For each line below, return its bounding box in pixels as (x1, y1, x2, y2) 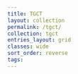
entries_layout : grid (7, 37, 72, 44)
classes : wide (7, 43, 50, 50)
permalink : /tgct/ (7, 23, 62, 30)
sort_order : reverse (7, 50, 69, 57)
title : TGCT (7, 10, 43, 18)
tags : (7, 56, 23, 63)
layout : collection (7, 17, 65, 24)
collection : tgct (7, 30, 59, 37)
